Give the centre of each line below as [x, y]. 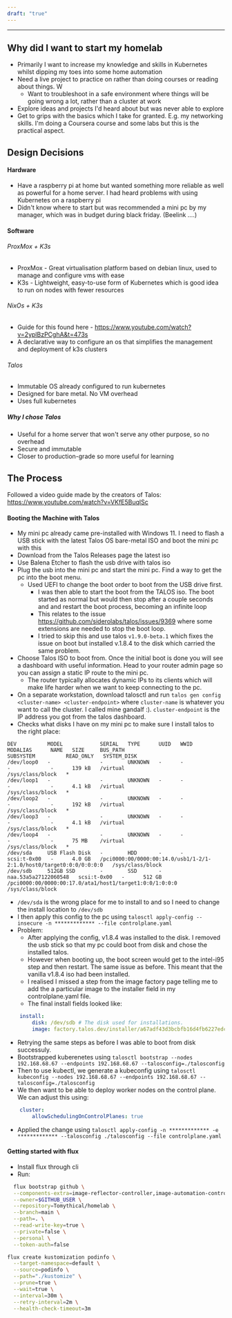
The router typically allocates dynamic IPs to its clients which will [120, 680]
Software [21, 230]
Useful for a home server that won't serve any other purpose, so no [113, 434]
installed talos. [48, 952]
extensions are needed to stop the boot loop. [101, 629]
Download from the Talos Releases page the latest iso [94, 555]
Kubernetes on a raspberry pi [59, 200]
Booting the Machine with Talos [54, 518]
